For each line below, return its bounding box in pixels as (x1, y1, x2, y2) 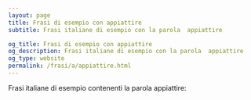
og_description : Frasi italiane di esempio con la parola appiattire (8, 48, 244, 55)
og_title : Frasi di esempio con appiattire (8, 40, 153, 48)
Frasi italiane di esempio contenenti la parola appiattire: (8, 83, 187, 92)
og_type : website (8, 55, 65, 62)
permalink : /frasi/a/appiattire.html (8, 62, 132, 70)
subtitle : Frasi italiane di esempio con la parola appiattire (8, 26, 223, 34)
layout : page (8, 11, 51, 20)
